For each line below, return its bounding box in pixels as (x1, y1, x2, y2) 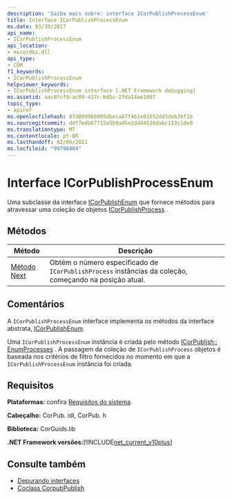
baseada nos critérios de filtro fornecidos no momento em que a (7, 352, 191, 361)
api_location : (7, 42, 48, 49)
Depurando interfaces (17, 477, 80, 485)
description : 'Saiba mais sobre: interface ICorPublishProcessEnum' (7, 10, 209, 17)
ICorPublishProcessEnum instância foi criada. (7, 359, 133, 368)
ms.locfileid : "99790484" (7, 145, 81, 152)
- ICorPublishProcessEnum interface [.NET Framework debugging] (7, 87, 196, 94)
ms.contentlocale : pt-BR (7, 132, 79, 139)
